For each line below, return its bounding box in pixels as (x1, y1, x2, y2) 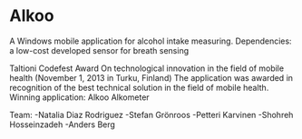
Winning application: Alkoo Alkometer (9, 92, 150, 103)
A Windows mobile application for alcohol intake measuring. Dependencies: (9, 35, 292, 46)
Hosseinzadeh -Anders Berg (9, 119, 116, 130)
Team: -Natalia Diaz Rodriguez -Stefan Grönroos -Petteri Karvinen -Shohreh (9, 109, 294, 120)
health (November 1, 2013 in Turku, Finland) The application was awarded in (9, 72, 293, 83)
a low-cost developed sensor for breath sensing (9, 45, 189, 55)
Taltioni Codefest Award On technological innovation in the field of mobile (9, 63, 284, 74)
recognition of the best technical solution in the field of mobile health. (9, 82, 269, 93)
